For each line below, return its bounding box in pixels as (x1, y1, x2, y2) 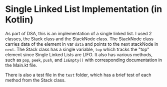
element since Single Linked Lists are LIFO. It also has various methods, (5, 51, 152, 58)
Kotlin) (5, 14, 33, 25)
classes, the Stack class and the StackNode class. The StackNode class (5, 36, 154, 42)
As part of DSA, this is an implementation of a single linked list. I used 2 (5, 30, 152, 36)
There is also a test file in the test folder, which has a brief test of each (5, 72, 151, 78)
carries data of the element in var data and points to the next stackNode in (5, 41, 158, 47)
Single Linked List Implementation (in (5, 3, 162, 15)
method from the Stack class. (5, 77, 66, 83)
